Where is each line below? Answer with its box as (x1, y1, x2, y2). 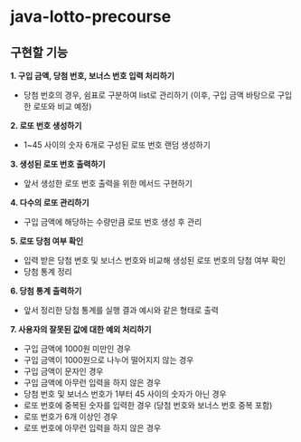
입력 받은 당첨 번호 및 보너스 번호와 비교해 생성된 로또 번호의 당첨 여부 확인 (23, 255, 287, 265)
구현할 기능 (10, 44, 69, 60)
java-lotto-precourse (10, 6, 172, 27)
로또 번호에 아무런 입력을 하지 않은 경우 (23, 423, 162, 433)
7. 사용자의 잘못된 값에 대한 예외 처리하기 (10, 324, 152, 334)
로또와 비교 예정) (33, 101, 92, 111)
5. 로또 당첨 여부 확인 (10, 235, 84, 246)
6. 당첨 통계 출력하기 (10, 285, 82, 296)
